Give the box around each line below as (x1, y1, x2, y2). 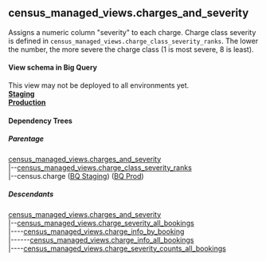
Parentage (8, 134, 45, 144)
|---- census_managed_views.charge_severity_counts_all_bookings (8, 243, 227, 253)
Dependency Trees (8, 116, 73, 125)
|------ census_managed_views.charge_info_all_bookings (8, 235, 194, 244)
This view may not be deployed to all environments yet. (8, 81, 190, 90)
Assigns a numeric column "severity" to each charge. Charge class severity (8, 27, 256, 37)
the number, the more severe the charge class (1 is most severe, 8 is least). (8, 44, 254, 54)
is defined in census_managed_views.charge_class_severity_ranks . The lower (8, 36, 259, 45)
